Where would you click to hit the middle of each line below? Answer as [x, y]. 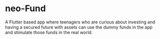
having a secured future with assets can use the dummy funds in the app [79, 27]
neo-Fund [26, 9]
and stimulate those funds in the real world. [49, 32]
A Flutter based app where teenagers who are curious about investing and [80, 22]
